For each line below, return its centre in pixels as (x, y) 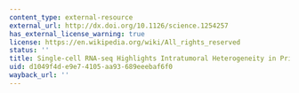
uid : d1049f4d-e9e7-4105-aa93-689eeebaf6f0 (91, 67)
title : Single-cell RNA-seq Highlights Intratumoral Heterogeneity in (143, 58)
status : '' (29, 50)
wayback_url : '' (39, 75)
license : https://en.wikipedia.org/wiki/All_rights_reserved (125, 42)
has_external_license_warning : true (77, 34)
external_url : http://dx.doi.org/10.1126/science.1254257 (119, 26)
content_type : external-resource (71, 17)
